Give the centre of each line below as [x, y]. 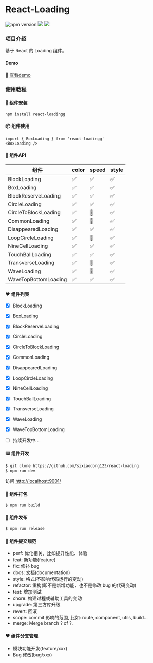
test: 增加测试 [27, 592]
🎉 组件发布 [16, 517]
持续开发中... [26, 440]
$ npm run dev [21, 471]
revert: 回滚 [25, 611]
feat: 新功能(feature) [34, 560]
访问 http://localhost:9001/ [33, 481]
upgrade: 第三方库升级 [36, 605]
